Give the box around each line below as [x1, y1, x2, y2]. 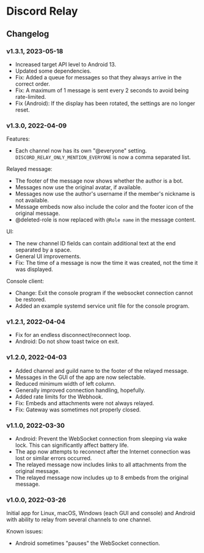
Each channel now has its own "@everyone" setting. [15, 147, 147, 154]
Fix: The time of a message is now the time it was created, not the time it [15, 259, 199, 267]
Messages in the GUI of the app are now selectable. [15, 374, 146, 381]
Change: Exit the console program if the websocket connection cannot [15, 289, 194, 297]
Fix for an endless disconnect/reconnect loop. [15, 331, 131, 339]
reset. [15, 106, 31, 114]
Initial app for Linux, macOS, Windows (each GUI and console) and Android [6, 510, 195, 517]
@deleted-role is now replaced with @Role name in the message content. [15, 216, 197, 223]
